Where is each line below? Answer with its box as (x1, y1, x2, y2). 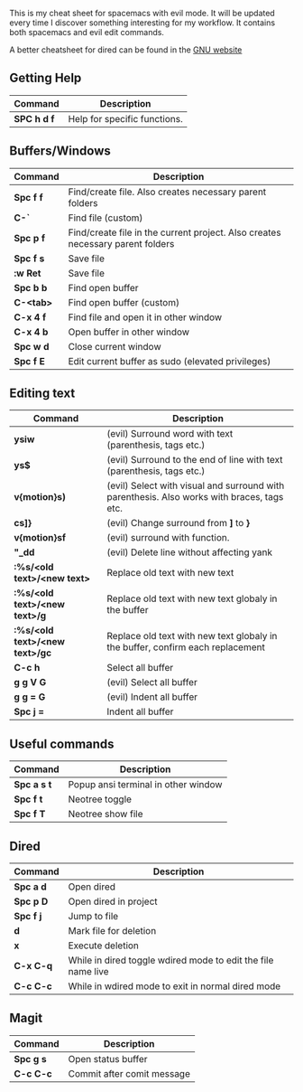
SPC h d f (14, 112, 55, 125)
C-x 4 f (14, 311, 47, 324)
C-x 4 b (14, 325, 49, 338)
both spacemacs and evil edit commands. (9, 27, 165, 37)
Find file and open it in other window (68, 311, 223, 324)
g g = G (14, 691, 46, 703)
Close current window (68, 340, 161, 353)
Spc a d (14, 880, 47, 893)
